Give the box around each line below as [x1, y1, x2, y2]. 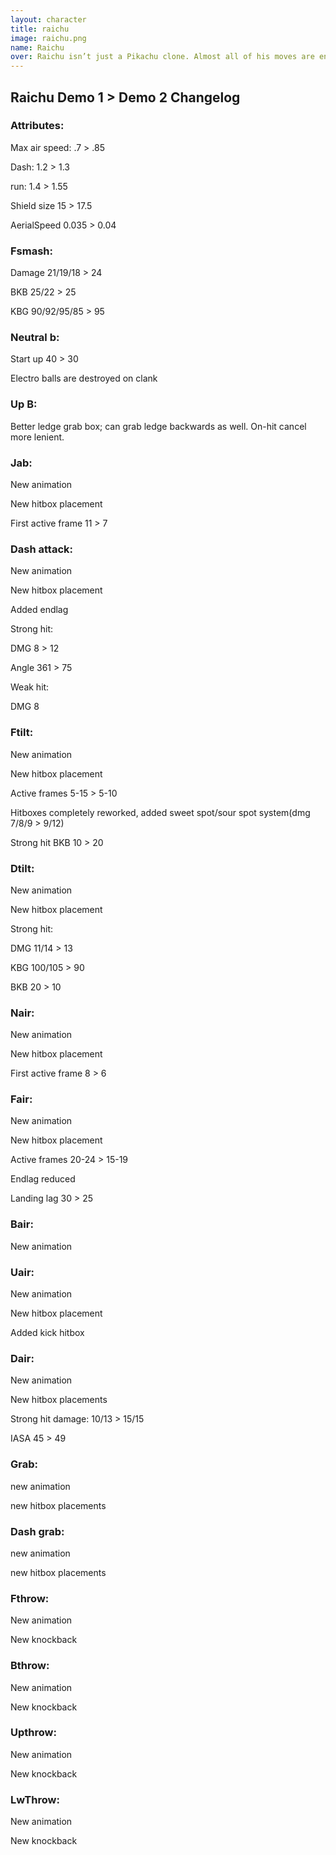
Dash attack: [10, 542, 73, 556]
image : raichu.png [10, 33, 87, 43]
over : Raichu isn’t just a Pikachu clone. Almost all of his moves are [10, 52, 315, 62]
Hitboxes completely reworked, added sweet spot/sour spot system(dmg [10, 806, 311, 818]
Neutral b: [10, 331, 60, 345]
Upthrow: [10, 1726, 57, 1740]
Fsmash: [10, 244, 54, 258]
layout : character [10, 14, 87, 25]
